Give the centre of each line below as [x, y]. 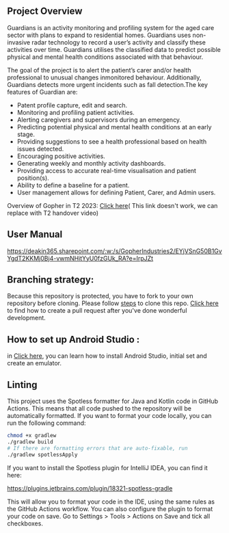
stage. [26, 134]
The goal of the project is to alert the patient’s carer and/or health [99, 70]
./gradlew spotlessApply [42, 454]
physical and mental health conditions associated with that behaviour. [105, 57]
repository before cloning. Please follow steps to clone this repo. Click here [113, 303]
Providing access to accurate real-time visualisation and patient [107, 170]
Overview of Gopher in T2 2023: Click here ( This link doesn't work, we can [112, 205]
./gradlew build [30, 442]
